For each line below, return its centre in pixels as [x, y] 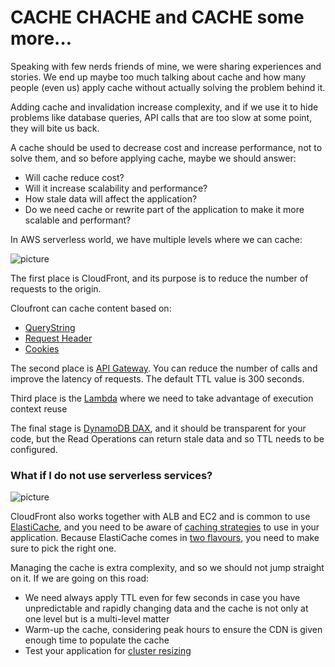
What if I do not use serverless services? [111, 475]
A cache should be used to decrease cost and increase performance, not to [166, 147]
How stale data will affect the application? [111, 198]
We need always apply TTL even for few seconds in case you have [162, 598]
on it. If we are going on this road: [80, 578]
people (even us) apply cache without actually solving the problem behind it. [168, 87]
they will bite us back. [55, 128]
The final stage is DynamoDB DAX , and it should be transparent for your [158, 428]
